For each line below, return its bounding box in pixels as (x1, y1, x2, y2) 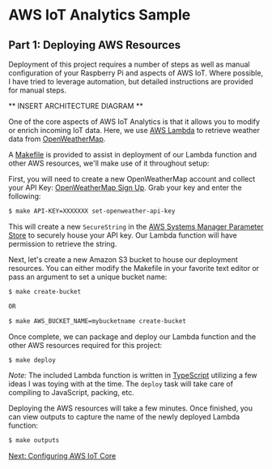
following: (8, 191, 41, 200)
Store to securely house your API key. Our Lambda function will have (8, 230, 237, 240)
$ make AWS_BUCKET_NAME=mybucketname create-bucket (8, 316, 186, 325)
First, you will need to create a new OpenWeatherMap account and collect (8, 174, 256, 183)
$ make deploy (8, 355, 57, 364)
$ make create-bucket (8, 287, 82, 295)
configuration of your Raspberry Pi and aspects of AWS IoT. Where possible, (8, 68, 264, 78)
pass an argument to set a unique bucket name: (8, 272, 168, 282)
